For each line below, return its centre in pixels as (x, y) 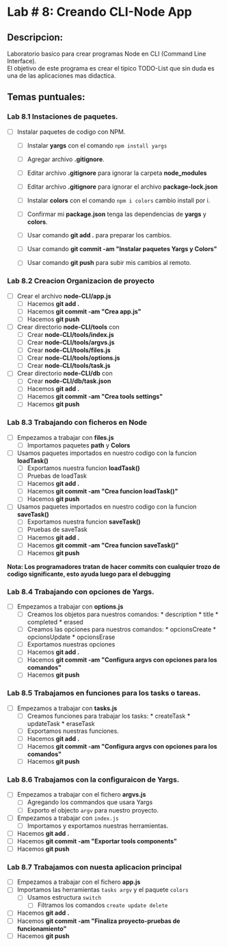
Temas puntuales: (46, 97)
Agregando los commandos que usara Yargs (90, 802)
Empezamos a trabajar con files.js (65, 437)
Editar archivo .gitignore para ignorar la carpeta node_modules (117, 173)
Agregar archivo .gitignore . (66, 159)
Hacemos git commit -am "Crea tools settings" (95, 397)
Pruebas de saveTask (57, 530)
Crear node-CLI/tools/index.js (70, 334)
